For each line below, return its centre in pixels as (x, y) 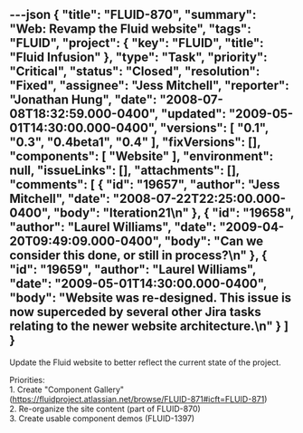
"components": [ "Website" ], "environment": (142, 156)
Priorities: (27, 380)
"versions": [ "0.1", (214, 128)
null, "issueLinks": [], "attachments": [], (124, 171)
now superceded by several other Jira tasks (135, 312)
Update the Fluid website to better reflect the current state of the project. (146, 362)
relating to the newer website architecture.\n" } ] (149, 327)
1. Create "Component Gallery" (67, 390)
